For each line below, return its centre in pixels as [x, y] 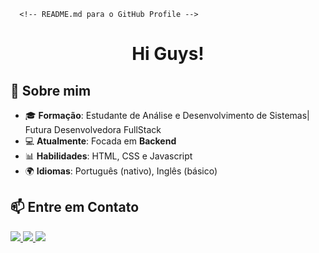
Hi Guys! [168, 54]
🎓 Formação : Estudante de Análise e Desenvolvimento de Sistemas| [167, 115]
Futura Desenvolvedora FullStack [93, 129]
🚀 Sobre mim [51, 90]
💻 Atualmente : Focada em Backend [100, 141]
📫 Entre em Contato [75, 207]
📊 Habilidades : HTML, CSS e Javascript [108, 156]
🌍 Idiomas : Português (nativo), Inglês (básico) [121, 171]
